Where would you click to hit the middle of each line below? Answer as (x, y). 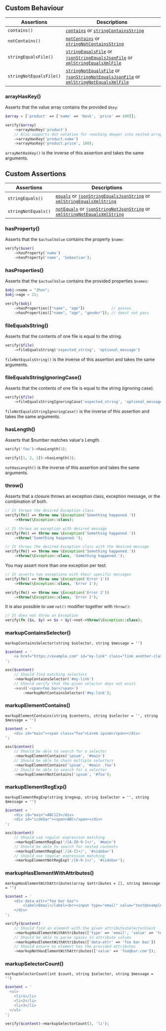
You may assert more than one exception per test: (56, 566)
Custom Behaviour (34, 8)
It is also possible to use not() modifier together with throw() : (68, 607)
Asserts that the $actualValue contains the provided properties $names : (77, 281)
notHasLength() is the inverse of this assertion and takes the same (72, 467)
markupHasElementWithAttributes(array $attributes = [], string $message (83, 883)
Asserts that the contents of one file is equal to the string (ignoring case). (80, 388)
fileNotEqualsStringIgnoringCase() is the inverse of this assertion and (77, 411)
